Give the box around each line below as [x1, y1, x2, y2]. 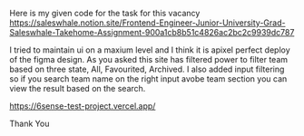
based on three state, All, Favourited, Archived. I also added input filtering [9, 63, 285, 74]
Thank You [9, 118, 50, 129]
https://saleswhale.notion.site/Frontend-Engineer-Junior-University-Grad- [9, 17, 286, 28]
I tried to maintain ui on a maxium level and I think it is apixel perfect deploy [9, 44, 290, 55]
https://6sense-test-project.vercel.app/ [9, 101, 156, 112]
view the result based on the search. [9, 83, 146, 93]
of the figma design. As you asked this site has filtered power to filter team [9, 54, 289, 64]
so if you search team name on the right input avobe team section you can [9, 73, 288, 84]
